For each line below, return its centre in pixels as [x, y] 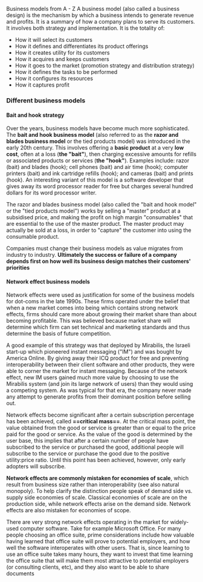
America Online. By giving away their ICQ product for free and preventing [98, 358]
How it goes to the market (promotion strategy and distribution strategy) [105, 65]
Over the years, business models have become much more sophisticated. [98, 128]
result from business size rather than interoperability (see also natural [93, 484]
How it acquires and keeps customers [62, 59]
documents [20, 574]
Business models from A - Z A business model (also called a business [93, 9]
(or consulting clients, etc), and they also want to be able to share [88, 567]
